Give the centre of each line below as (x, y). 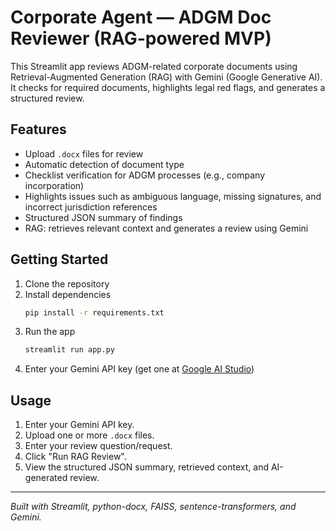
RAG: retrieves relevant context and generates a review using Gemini (166, 228)
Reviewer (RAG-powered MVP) (141, 38)
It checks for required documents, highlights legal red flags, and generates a (168, 87)
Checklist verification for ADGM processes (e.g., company (145, 175)
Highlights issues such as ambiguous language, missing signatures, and (173, 196)
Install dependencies (68, 294)
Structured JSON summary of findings (103, 217)
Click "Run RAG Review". (75, 457)
